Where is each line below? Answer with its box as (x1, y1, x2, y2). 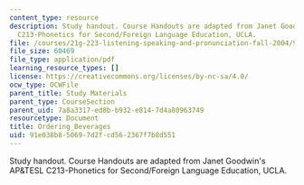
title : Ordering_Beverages (9, 123, 111, 132)
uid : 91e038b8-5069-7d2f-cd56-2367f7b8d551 (9, 131, 176, 140)
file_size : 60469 (9, 47, 75, 56)
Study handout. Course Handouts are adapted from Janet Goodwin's (9, 155, 266, 166)
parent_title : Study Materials (9, 88, 128, 97)
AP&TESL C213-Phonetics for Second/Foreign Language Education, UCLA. (9, 164, 288, 176)
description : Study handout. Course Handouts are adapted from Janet (9, 22, 278, 31)
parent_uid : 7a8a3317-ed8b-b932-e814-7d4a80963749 (9, 106, 204, 115)
